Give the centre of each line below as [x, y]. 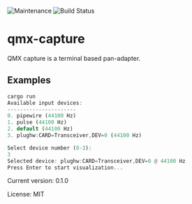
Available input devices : [45, 103]
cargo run [22, 96]
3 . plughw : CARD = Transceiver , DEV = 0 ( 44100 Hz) [74, 136]
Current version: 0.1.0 [38, 181]
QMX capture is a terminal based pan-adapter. [74, 58]
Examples [29, 80]
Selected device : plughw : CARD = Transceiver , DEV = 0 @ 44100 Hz [97, 161]
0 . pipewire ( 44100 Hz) [42, 116]
